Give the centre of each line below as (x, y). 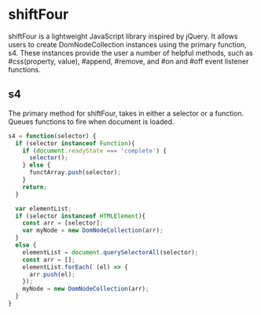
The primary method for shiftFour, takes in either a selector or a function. (126, 113)
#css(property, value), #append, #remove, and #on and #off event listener (129, 61)
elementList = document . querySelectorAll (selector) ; (110, 252)
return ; (35, 187)
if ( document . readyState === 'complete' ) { (95, 151)
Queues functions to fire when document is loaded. (91, 121)
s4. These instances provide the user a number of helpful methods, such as (130, 53)
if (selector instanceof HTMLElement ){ (81, 216)
